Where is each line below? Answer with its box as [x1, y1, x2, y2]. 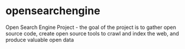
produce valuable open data [5, 36, 74, 43]
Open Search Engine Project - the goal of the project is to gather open [5, 24, 177, 31]
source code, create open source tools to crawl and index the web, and [5, 30, 180, 37]
